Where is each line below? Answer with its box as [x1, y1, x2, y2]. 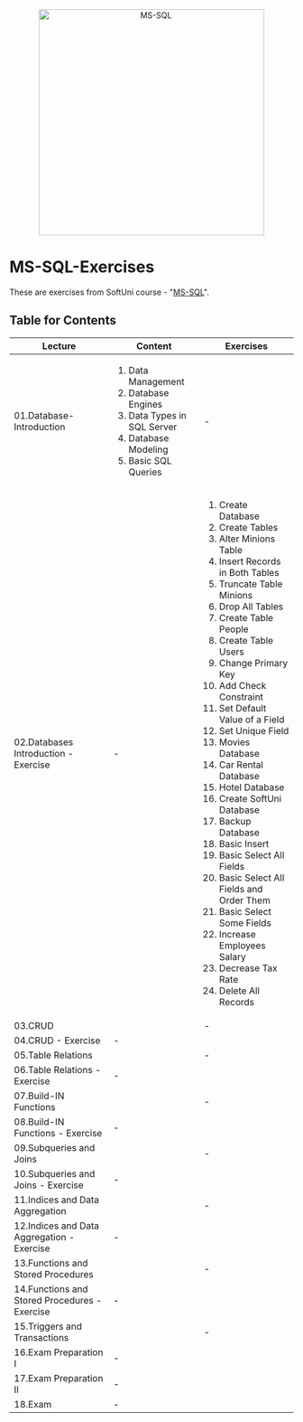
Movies [219, 736, 251, 749]
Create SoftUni [219, 792, 282, 805]
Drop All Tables [219, 600, 284, 613]
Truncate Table [219, 578, 283, 590]
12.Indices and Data [14, 1220, 100, 1232]
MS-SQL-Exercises [9, 257, 155, 278]
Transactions [14, 1331, 69, 1343]
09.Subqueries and [14, 1141, 96, 1154]
